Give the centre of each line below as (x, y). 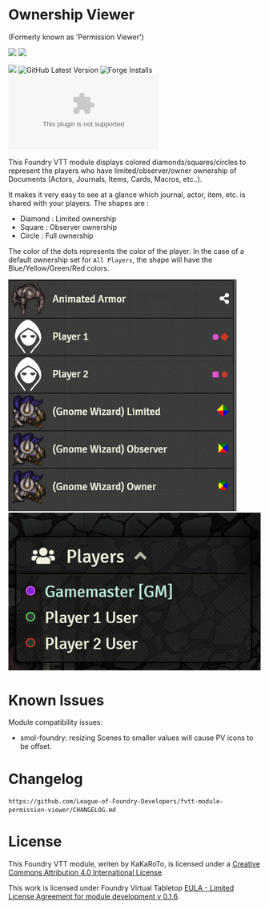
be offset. (36, 746)
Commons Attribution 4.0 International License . (86, 873)
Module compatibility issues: (56, 722)
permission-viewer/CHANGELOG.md (62, 810)
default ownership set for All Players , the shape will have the (110, 259)
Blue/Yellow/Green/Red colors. (59, 268)
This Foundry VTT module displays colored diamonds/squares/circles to (127, 162)
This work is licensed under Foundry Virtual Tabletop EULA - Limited (121, 888)
